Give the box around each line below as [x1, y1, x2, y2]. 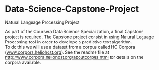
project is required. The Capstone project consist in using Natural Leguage [5, 34, 154, 40]
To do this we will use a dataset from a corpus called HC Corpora [5, 44, 136, 50]
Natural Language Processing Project [5, 19, 80, 25]
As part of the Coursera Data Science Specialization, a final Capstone [5, 28, 144, 34]
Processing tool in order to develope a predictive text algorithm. [5, 39, 132, 44]
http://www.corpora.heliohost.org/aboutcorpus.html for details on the [5, 54, 144, 60]
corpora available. [5, 59, 41, 65]
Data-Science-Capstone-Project [5, 3, 139, 14]
